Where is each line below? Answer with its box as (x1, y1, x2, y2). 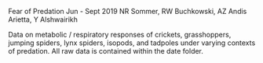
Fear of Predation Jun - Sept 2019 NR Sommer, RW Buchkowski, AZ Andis (8, 7, 247, 16)
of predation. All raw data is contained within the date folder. (8, 47, 204, 55)
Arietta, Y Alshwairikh (8, 15, 79, 24)
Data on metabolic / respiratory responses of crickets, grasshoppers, (8, 30, 232, 39)
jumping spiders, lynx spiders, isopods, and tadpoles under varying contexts (8, 38, 256, 47)
